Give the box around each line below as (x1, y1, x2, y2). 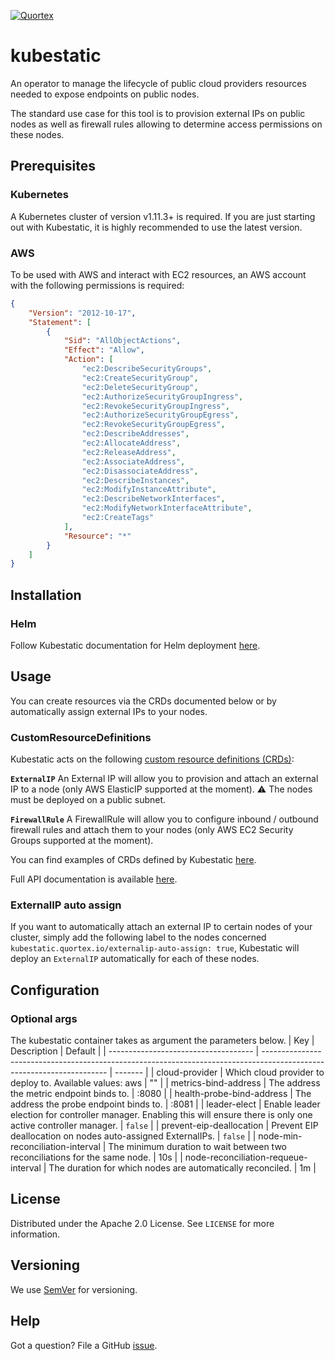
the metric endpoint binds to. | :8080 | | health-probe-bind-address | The (10, 1088, 312, 1100)
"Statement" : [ (28, 317, 92, 327)
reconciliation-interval (10, 1141, 101, 1153)
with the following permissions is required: (10, 279, 185, 291)
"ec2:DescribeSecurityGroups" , (81, 364, 213, 374)
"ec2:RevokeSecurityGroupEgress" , (81, 420, 226, 430)
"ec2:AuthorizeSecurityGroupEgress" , (81, 410, 240, 420)
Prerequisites (10, 158, 96, 175)
